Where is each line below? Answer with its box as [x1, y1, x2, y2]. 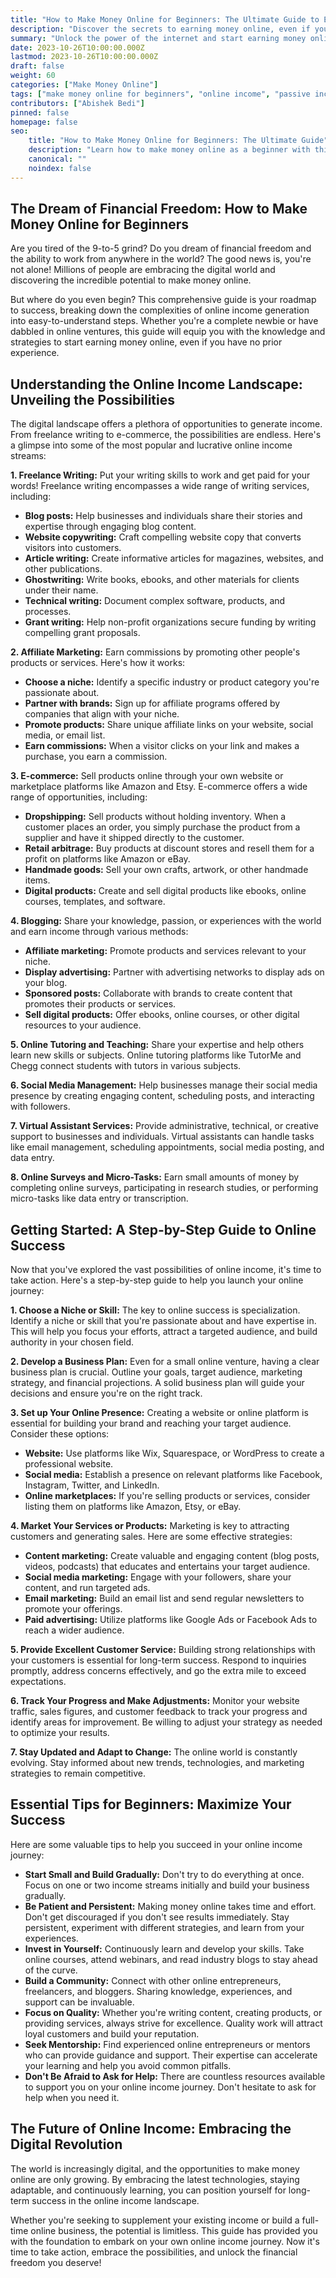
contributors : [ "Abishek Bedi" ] [10, 98, 145, 108]
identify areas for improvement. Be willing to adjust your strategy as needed [10, 1716, 323, 1728]
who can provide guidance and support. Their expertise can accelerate [24, 2049, 318, 2061]
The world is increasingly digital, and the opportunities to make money [10, 2162, 300, 2175]
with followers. [10, 1101, 71, 1113]
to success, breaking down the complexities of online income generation [10, 304, 310, 316]
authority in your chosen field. [10, 1336, 135, 1348]
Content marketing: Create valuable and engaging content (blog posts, [24, 1550, 320, 1562]
